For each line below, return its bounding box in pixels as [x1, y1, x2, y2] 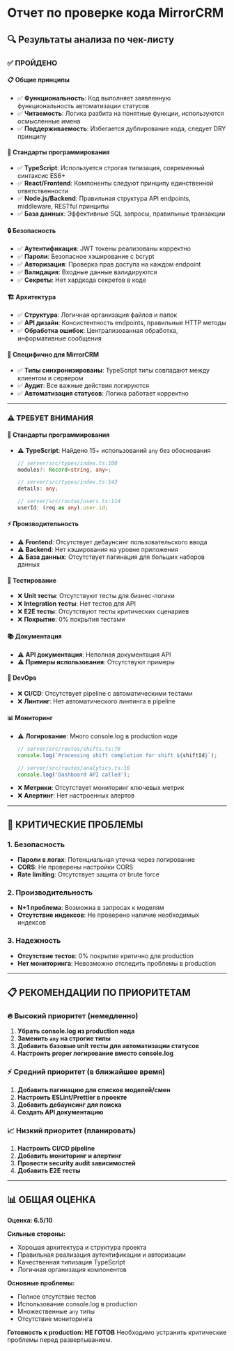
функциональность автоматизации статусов [17, 101, 150, 110]
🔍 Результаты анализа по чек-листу [7, 33, 175, 45]
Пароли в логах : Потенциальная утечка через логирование [17, 856, 195, 864]
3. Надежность [7, 936, 61, 946]
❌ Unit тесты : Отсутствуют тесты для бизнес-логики [17, 592, 175, 600]
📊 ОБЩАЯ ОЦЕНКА [7, 1194, 96, 1206]
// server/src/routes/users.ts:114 [17, 498, 121, 505]
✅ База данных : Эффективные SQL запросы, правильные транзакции [17, 209, 226, 218]
